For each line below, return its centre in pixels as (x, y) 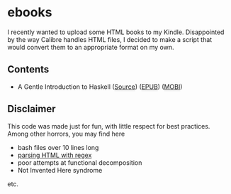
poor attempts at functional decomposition (80, 162)
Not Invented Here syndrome (60, 170)
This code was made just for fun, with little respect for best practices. (109, 126)
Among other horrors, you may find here (66, 134)
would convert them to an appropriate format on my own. (91, 47)
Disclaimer (32, 109)
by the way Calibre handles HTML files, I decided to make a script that (110, 39)
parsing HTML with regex (55, 155)
